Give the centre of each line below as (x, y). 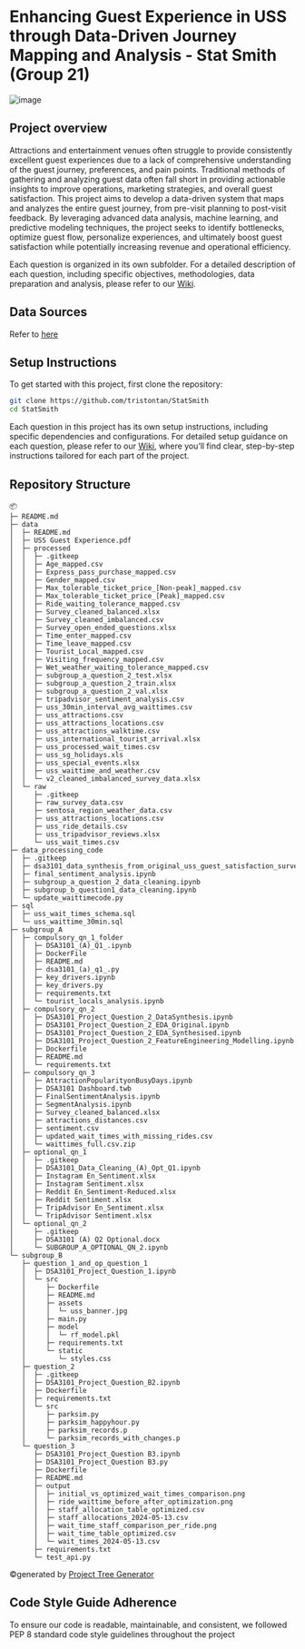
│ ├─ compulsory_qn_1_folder (67, 937)
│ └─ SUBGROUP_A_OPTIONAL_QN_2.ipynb (89, 1247)
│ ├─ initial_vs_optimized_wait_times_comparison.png (139, 1494)
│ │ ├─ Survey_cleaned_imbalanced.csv (87, 619)
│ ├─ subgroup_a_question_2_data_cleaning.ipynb (105, 882)
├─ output (52, 1486)
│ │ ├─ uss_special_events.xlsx (75, 763)
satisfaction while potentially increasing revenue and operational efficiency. (150, 246)
